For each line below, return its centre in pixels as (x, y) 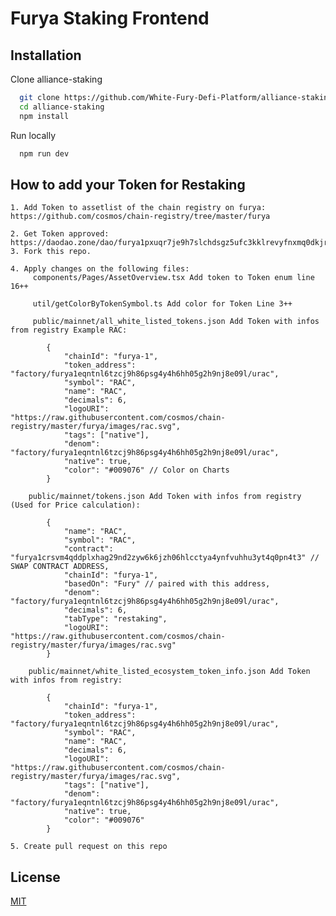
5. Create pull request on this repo (89, 847)
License (35, 877)
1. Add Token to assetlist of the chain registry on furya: (138, 208)
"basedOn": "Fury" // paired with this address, (167, 584)
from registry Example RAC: (69, 330)
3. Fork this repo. (51, 252)
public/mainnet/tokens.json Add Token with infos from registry (165, 497)
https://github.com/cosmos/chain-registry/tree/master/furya (140, 217)
